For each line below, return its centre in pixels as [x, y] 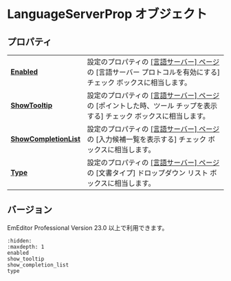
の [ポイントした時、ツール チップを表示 [152, 106]
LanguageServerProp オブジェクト [107, 14]
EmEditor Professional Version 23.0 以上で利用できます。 [88, 227]
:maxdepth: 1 [26, 247]
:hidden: [20, 241]
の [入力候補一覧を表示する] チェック [147, 139]
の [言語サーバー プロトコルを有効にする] [154, 72]
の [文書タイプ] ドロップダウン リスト [147, 173]
